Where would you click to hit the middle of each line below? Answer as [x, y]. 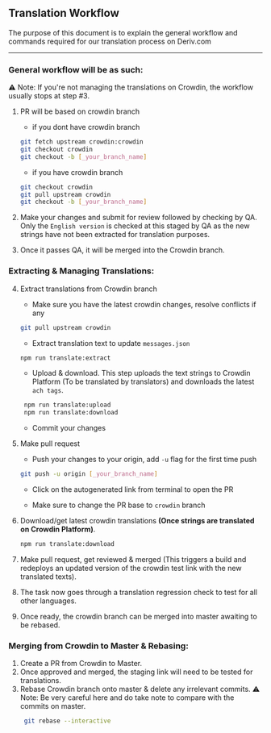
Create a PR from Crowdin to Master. [81, 664]
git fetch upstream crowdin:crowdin [81, 142]
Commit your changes [69, 428]
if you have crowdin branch [77, 172]
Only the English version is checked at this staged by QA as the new [135, 226]
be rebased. [40, 625]
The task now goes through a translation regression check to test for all [139, 592]
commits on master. [53, 706]
